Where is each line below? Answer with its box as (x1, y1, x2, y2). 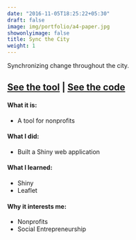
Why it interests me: (7, 202, 67, 210)
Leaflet (17, 187, 38, 194)
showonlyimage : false (7, 29, 70, 37)
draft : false (7, 17, 45, 24)
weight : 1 (7, 42, 36, 49)
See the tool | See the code (7, 81, 126, 94)
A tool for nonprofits (17, 116, 75, 125)
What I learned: (7, 164, 53, 172)
